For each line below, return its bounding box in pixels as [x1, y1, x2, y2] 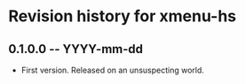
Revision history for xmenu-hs [8, 6, 237, 27]
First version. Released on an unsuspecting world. [20, 65, 205, 75]
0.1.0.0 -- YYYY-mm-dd [8, 42, 144, 57]
